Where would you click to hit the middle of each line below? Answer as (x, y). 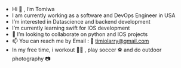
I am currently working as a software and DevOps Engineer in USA (93, 15)
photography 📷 (31, 59)
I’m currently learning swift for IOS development (71, 28)
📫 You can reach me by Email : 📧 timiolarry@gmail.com (80, 41)
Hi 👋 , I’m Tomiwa (33, 9)
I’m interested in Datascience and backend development (81, 22)
